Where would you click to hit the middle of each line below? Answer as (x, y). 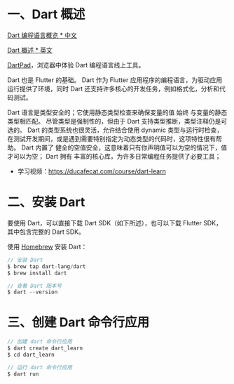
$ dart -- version (33, 292)
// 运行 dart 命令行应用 (40, 367)
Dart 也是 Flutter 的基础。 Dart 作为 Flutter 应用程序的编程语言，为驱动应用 (115, 80)
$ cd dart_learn (31, 355)
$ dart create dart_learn (45, 348)
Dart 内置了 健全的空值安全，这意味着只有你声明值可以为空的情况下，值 (124, 147)
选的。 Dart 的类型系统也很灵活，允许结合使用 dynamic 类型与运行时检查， (115, 130)
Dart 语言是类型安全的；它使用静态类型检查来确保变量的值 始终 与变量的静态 (117, 112)
